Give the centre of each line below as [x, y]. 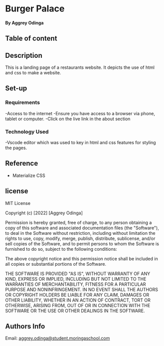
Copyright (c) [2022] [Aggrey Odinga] [44, 213]
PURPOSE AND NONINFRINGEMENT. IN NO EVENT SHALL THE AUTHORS [82, 289]
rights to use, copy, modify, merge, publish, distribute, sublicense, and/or [80, 238]
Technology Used [27, 132]
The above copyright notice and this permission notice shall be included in [82, 259]
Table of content [31, 39]
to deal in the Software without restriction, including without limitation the [80, 233]
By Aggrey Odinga [24, 22]
